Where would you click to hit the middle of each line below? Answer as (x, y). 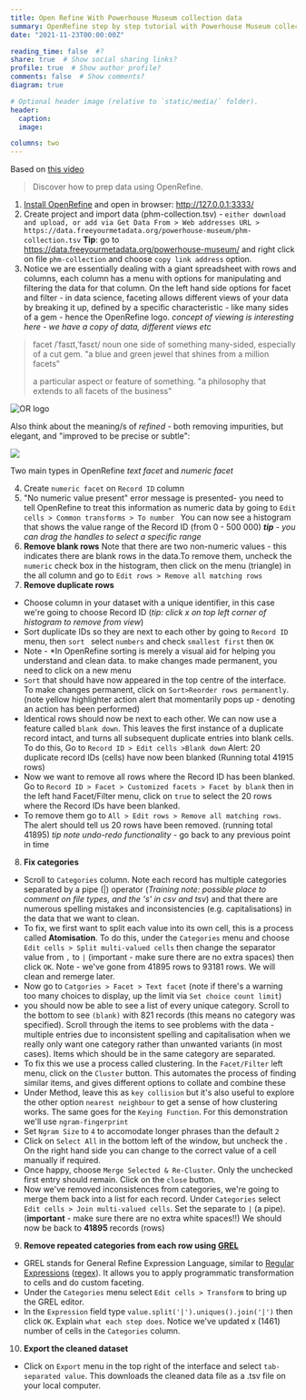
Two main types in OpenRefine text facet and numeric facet (122, 471)
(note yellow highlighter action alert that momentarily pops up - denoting (159, 700)
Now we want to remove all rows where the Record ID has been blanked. (159, 777)
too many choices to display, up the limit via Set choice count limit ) (153, 996)
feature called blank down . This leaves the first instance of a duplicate (153, 728)
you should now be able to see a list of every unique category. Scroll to (156, 1006)
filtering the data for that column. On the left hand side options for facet (157, 289)
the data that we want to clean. (81, 918)
